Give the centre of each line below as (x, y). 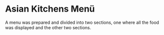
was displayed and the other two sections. (48, 27)
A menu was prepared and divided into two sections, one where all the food (82, 22)
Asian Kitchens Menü (50, 9)
